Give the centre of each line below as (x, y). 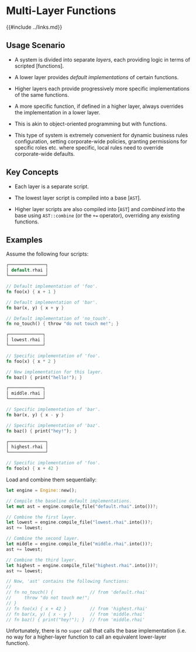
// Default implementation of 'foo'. (52, 286)
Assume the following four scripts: (47, 254)
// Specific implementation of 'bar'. (53, 409)
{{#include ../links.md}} (34, 27)
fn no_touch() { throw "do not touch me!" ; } (62, 324)
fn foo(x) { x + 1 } (31, 291)
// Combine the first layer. (42, 517)
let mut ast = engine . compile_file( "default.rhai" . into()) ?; (82, 506)
